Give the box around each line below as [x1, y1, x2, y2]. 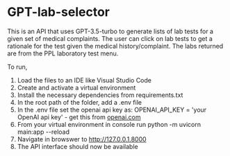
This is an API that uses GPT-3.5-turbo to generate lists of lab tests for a [7, 27, 214, 35]
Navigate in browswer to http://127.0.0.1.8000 [17, 135, 147, 143]
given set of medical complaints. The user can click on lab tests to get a [7, 34, 213, 42]
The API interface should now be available [17, 142, 138, 150]
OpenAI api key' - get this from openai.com [17, 112, 141, 121]
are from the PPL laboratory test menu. [7, 49, 119, 58]
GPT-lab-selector [7, 4, 110, 20]
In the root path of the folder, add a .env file [17, 98, 142, 106]
